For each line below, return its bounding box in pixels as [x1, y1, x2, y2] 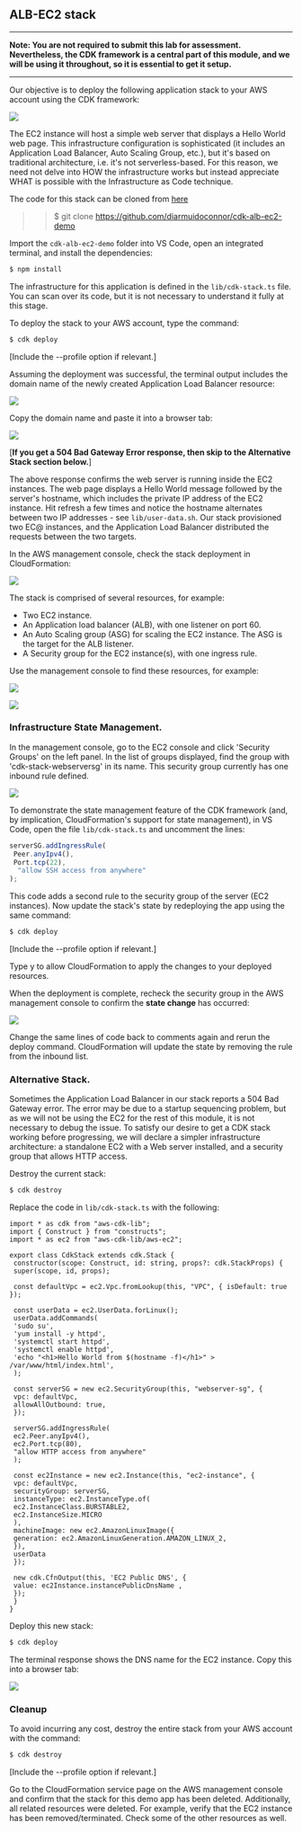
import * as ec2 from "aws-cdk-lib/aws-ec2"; [9, 1235, 182, 1244]
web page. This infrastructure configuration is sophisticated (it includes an [9, 138, 286, 148]
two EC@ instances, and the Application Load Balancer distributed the [9, 521, 270, 532]
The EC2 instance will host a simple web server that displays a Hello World [9, 128, 286, 138]
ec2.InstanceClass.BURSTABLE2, [13, 1503, 130, 1512]
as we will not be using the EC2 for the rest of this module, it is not [9, 1113, 255, 1124]
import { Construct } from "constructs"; [9, 1227, 167, 1237]
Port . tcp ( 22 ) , [13, 858, 67, 867]
